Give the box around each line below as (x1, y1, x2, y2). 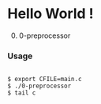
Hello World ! (7, 5, 94, 23)
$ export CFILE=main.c (7, 76, 82, 84)
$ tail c (7, 89, 36, 97)
